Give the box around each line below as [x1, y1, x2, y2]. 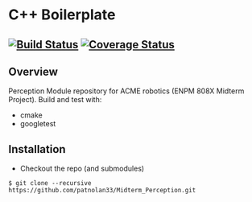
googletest [19, 119, 56, 129]
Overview [8, 64, 59, 78]
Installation [8, 142, 66, 156]
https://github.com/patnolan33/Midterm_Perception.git [8, 187, 196, 195]
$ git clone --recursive [8, 179, 92, 188]
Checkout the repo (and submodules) [19, 163, 145, 174]
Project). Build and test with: [8, 95, 102, 105]
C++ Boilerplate [8, 6, 116, 24]
